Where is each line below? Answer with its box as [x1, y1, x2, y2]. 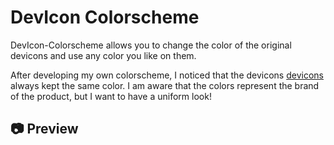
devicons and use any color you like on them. [10, 49, 197, 61]
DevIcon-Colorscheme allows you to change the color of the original [10, 39, 292, 51]
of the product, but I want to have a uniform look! [10, 90, 212, 102]
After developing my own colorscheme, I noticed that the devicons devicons [10, 69, 324, 81]
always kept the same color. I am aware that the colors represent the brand [10, 79, 320, 91]
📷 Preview [10, 121, 79, 138]
